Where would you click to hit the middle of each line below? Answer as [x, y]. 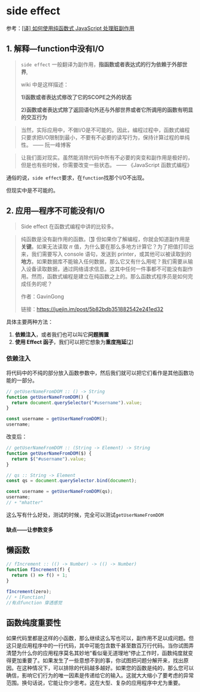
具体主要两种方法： [30, 322]
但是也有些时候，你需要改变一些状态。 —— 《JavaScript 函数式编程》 [106, 165]
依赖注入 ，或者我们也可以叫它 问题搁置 [62, 334]
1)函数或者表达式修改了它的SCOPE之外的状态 [76, 97]
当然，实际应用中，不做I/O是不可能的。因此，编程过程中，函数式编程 [105, 130]
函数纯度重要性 [34, 623]
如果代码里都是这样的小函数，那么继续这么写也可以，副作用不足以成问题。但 [100, 638]
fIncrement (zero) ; [29, 591]
